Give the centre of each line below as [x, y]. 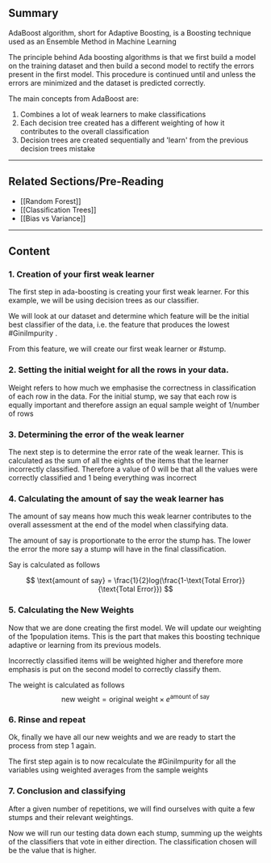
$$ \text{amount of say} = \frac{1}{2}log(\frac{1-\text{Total [123, 581]
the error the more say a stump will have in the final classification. [118, 549]
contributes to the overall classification [84, 131]
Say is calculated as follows [54, 565]
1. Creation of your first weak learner [81, 274]
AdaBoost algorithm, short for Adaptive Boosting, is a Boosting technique [130, 32]
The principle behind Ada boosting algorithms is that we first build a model [132, 57]
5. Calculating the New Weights [71, 610]
